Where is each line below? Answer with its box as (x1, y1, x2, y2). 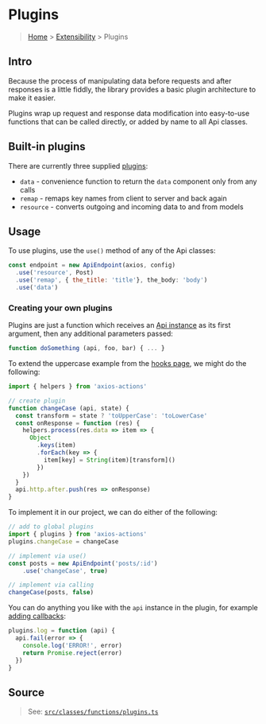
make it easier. (8, 93, 56, 103)
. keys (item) (37, 442, 77, 450)
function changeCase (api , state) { (8, 404, 129, 412)
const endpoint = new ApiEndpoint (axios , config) (8, 261, 176, 270)
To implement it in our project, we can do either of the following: (8, 508, 218, 517)
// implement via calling (8, 581, 94, 590)
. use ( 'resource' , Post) (15, 269, 94, 277)
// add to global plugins (8, 523, 94, 531)
